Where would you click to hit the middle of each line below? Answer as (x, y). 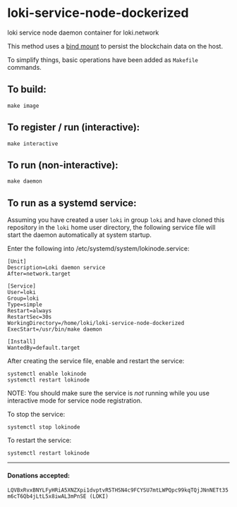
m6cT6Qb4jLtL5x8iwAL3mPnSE (47, 496)
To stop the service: (36, 415)
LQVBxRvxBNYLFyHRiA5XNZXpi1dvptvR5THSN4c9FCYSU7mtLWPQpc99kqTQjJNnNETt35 (118, 490)
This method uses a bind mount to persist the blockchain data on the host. (115, 46)
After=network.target (39, 274)
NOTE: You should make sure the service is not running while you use (109, 393)
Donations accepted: (39, 475)
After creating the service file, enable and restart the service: (96, 361)
